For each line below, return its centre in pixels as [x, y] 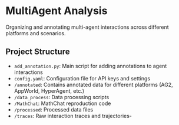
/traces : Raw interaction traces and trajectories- [73, 116]
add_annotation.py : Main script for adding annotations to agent [90, 66]
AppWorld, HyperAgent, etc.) [49, 91]
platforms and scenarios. [36, 33]
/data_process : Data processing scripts [62, 97]
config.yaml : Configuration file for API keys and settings [82, 78]
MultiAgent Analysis [57, 11]
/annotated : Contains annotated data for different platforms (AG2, [93, 85]
